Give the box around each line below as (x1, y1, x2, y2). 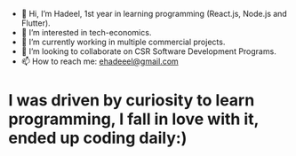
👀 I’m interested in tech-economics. (20, 27, 152, 37)
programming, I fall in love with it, (8, 109, 260, 129)
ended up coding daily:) (8, 129, 188, 148)
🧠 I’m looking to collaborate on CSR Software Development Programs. (20, 46, 276, 57)
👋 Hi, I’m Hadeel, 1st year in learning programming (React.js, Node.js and (20, 9, 288, 19)
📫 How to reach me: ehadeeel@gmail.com (20, 56, 179, 66)
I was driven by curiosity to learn (8, 90, 255, 111)
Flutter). (20, 18, 51, 28)
